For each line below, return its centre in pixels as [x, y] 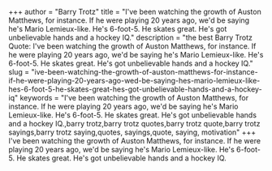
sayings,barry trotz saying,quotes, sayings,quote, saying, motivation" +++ [132, 132]
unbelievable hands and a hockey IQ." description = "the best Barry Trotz [131, 37]
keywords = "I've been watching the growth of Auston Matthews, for [134, 98]
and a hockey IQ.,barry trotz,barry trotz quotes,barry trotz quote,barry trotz [134, 124]
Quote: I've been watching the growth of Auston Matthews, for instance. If [132, 46]
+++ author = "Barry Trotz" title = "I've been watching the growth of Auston [135, 12]
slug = [19, 72]
